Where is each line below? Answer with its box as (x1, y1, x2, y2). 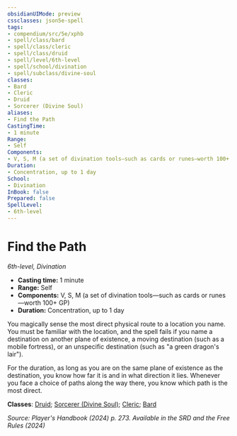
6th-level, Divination (7, 262, 67, 270)
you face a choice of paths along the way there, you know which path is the (7, 379, 229, 387)
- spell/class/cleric (7, 43, 71, 50)
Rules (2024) (7, 421, 46, 430)
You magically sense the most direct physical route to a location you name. (7, 320, 226, 328)
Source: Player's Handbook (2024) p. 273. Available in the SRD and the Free (7, 413, 230, 422)
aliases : (7, 109, 33, 116)
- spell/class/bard (7, 37, 65, 44)
